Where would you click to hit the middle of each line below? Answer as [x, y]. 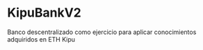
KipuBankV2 [44, 13]
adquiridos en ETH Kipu [41, 39]
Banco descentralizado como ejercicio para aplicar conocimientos [102, 32]
